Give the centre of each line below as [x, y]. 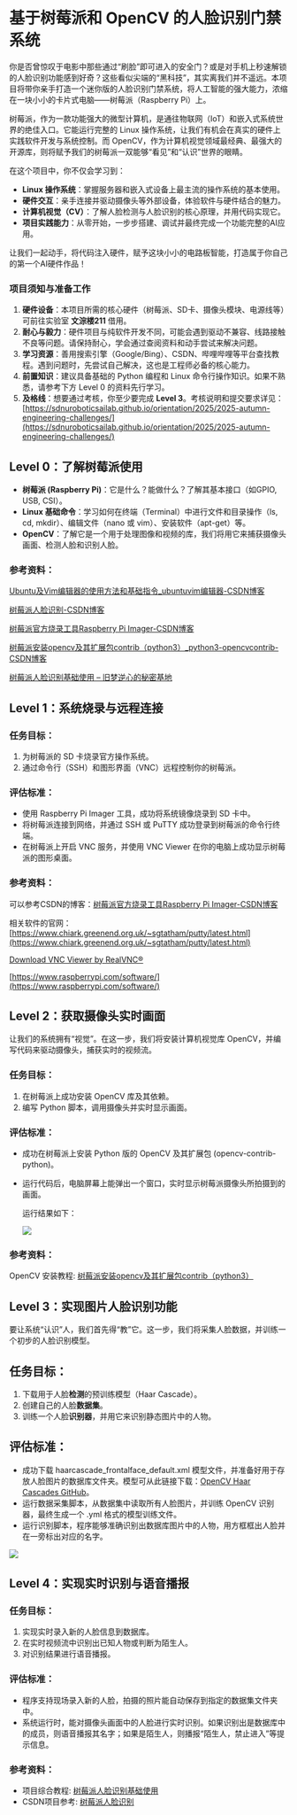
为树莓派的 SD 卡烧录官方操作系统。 [88, 756]
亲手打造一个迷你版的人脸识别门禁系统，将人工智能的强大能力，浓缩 [164, 89]
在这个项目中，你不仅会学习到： [67, 170]
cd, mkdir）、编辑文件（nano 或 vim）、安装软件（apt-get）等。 [136, 523]
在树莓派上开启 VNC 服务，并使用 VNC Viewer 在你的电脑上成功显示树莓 [153, 847]
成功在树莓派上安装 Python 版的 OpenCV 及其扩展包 [117, 1153]
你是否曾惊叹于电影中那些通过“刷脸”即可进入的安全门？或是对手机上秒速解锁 [148, 66]
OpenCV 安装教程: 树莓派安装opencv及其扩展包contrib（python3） [131, 1276]
